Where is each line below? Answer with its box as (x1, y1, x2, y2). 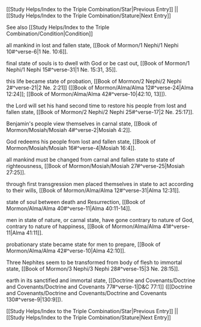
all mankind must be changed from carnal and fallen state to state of (6, 156, 175, 163)
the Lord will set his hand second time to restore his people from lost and (6, 102, 187, 109)
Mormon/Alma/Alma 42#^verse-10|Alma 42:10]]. (6, 247, 126, 254)
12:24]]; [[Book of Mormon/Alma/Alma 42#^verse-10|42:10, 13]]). (6, 91, 167, 97)
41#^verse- (162, 223, 190, 230)
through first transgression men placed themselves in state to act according (6, 181, 194, 187)
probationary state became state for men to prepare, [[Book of (6, 241, 161, 248)
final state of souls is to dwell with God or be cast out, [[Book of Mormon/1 (6, 60, 190, 67)
